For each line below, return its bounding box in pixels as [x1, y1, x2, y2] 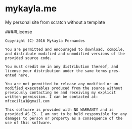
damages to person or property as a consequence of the [5, 116, 123, 121]
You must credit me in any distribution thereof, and [5, 64, 119, 69]
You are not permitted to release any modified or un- [5, 81, 121, 86]
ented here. [5, 72, 30, 78]
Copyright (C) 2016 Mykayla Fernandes [5, 38, 85, 43]
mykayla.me [5, 3, 57, 14]
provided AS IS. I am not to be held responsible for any [5, 111, 127, 116]
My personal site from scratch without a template [5, 19, 105, 25]
